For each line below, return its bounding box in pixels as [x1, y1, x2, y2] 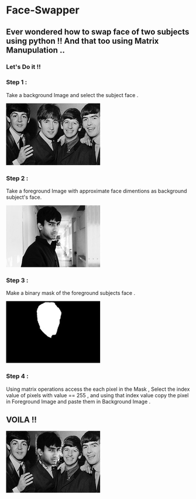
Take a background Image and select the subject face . [6, 91, 139, 98]
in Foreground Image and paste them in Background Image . [6, 398, 151, 405]
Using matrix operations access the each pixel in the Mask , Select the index [6, 386, 190, 393]
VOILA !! [6, 415, 37, 425]
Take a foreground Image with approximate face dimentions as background [6, 188, 187, 195]
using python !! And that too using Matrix [6, 36, 159, 46]
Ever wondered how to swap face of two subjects [6, 27, 190, 37]
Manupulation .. [6, 45, 66, 55]
